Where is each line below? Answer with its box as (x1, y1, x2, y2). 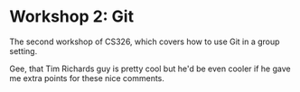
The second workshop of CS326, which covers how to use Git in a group (9, 36, 280, 47)
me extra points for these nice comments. (9, 72, 165, 83)
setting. (9, 45, 38, 56)
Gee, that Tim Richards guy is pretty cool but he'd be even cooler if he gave (9, 63, 291, 74)
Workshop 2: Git (9, 6, 134, 27)
